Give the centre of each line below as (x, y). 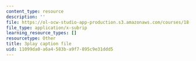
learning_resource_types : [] (41, 33)
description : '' (26, 17)
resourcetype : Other (31, 38)
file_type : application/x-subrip (47, 28)
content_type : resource (35, 11)
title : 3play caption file (39, 44)
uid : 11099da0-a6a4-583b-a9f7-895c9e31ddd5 (60, 49)
